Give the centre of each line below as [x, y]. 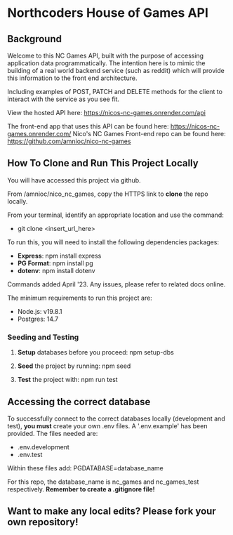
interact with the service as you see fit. [64, 99]
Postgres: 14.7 [38, 319]
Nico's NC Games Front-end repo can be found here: [149, 134]
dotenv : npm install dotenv [56, 270]
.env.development [44, 447]
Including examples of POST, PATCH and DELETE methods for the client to [115, 92]
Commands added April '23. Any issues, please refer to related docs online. [116, 284]
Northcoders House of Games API [108, 13]
